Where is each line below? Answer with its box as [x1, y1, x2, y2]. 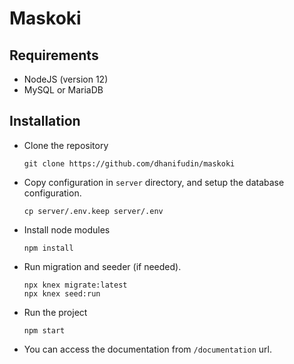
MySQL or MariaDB [23, 84, 104, 96]
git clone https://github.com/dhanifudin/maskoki [23, 158, 236, 169]
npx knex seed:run [23, 288, 101, 299]
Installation [9, 113, 81, 130]
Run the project [23, 306, 88, 318]
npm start [23, 325, 66, 336]
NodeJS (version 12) [23, 73, 109, 85]
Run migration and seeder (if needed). [23, 260, 182, 272]
